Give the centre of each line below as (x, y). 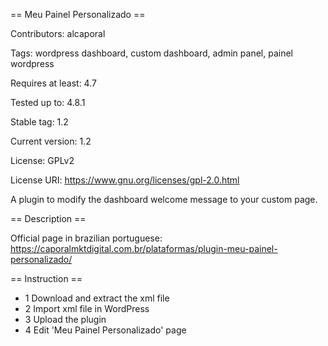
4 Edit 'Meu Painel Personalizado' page (105, 330)
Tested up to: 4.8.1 (48, 102)
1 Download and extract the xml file (97, 298)
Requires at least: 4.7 (53, 83)
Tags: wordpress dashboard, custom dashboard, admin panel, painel (151, 53)
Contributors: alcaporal (58, 33)
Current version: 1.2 (51, 141)
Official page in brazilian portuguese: (86, 238)
